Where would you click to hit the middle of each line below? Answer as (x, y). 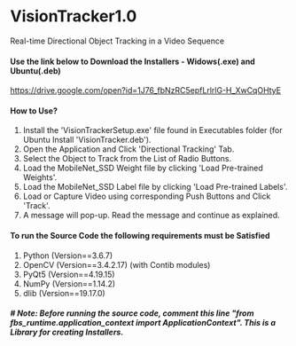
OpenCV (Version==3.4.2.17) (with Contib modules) (117, 264)
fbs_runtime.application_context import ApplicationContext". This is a (143, 323)
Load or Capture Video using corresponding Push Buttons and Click (147, 196)
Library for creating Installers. (67, 332)
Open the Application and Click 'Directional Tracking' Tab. (129, 149)
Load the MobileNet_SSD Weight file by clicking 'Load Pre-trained (143, 168)
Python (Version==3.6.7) (68, 256)
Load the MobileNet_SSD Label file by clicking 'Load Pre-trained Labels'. (155, 187)
